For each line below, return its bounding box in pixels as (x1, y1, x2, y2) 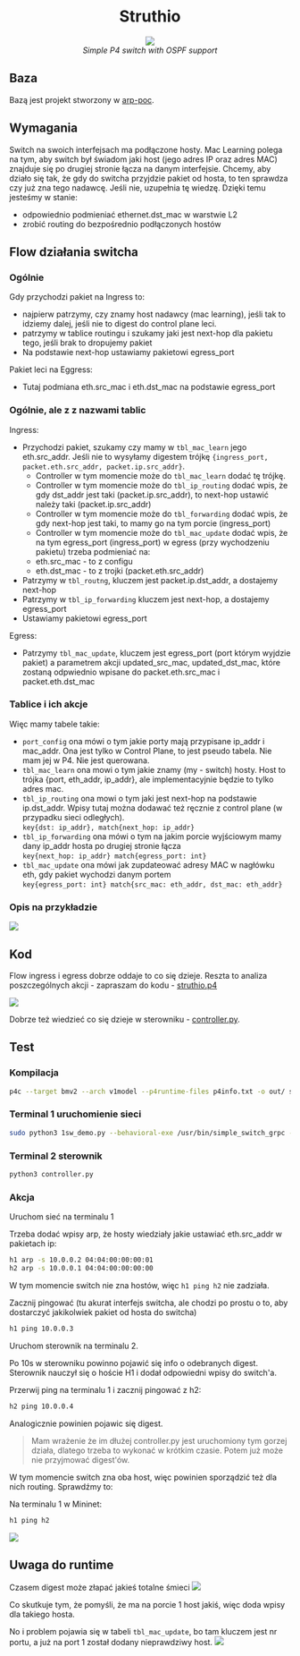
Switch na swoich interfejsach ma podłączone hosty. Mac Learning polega (9, 144, 283, 155)
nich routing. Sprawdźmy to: (9, 1481, 113, 1491)
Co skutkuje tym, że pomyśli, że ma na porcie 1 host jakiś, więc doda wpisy (9, 1600, 286, 1610)
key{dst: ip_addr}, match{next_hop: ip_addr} (21, 823, 195, 832)
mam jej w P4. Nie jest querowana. (21, 754, 150, 766)
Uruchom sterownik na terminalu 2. (9, 1340, 138, 1351)
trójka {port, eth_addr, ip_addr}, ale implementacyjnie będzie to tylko (21, 774, 274, 785)
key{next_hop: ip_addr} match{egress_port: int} (21, 852, 207, 861)
